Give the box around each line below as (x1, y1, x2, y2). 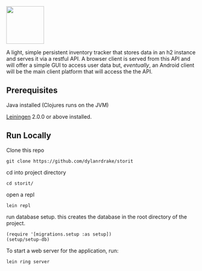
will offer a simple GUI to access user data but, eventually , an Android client (6, 61, 195, 69)
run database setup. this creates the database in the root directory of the (6, 213, 188, 220)
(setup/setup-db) (6, 236, 50, 243)
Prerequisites (6, 86, 58, 96)
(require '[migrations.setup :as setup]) (6, 231, 112, 237)
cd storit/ (6, 180, 34, 186)
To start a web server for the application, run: (6, 247, 119, 254)
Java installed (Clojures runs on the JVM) (6, 101, 109, 108)
